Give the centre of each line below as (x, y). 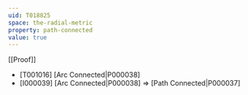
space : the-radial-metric (50, 23)
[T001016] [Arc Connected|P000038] (80, 75)
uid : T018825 (29, 15)
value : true (27, 37)
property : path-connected (50, 30)
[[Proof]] (22, 60)
